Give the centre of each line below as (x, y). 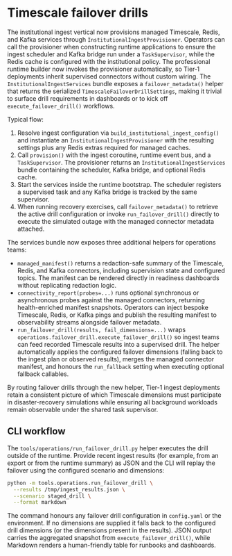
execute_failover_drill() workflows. (61, 106)
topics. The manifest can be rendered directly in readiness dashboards (118, 278)
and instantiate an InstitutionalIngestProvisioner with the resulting (116, 140)
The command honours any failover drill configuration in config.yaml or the (114, 516)
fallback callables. (43, 374)
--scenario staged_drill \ (52, 496)
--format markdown (40, 502)
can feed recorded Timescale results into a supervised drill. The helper (118, 344)
